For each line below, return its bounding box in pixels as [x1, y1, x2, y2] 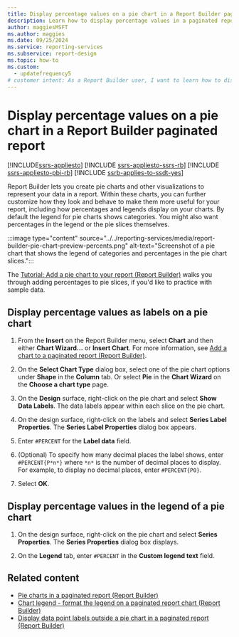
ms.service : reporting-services [7, 43, 103, 51]
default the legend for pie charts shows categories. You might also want [7, 213, 218, 221]
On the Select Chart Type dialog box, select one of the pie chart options [17, 365, 230, 374]
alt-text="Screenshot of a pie [129, 241, 216, 250]
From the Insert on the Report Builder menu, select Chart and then [17, 336, 213, 345]
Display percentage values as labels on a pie [7, 306, 208, 318]
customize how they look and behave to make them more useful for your [7, 197, 220, 206]
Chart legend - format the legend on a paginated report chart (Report [17, 599, 221, 607]
